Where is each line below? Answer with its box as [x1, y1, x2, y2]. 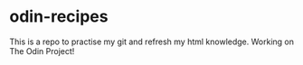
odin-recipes [9, 6, 109, 27]
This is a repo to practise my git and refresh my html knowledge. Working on [9, 36, 294, 47]
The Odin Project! [9, 45, 75, 56]
